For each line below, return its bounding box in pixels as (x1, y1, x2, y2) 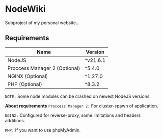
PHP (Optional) (7, 81, 43, 87)
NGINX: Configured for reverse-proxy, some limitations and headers (5, 112, 141, 118)
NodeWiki (5, 3, 46, 15)
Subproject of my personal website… (5, 20, 80, 26)
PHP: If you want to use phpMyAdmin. (5, 127, 81, 133)
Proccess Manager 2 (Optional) (7, 65, 80, 72)
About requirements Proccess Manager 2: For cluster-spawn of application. (5, 103, 159, 109)
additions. (5, 117, 26, 123)
